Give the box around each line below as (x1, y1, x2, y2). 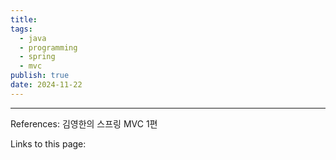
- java (19, 33, 47, 43)
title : (10, 14, 38, 25)
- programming (19, 42, 78, 53)
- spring (19, 52, 56, 62)
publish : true (10, 71, 70, 81)
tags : (10, 24, 33, 34)
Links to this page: (10, 137, 87, 150)
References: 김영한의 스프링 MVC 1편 (10, 117, 158, 130)
